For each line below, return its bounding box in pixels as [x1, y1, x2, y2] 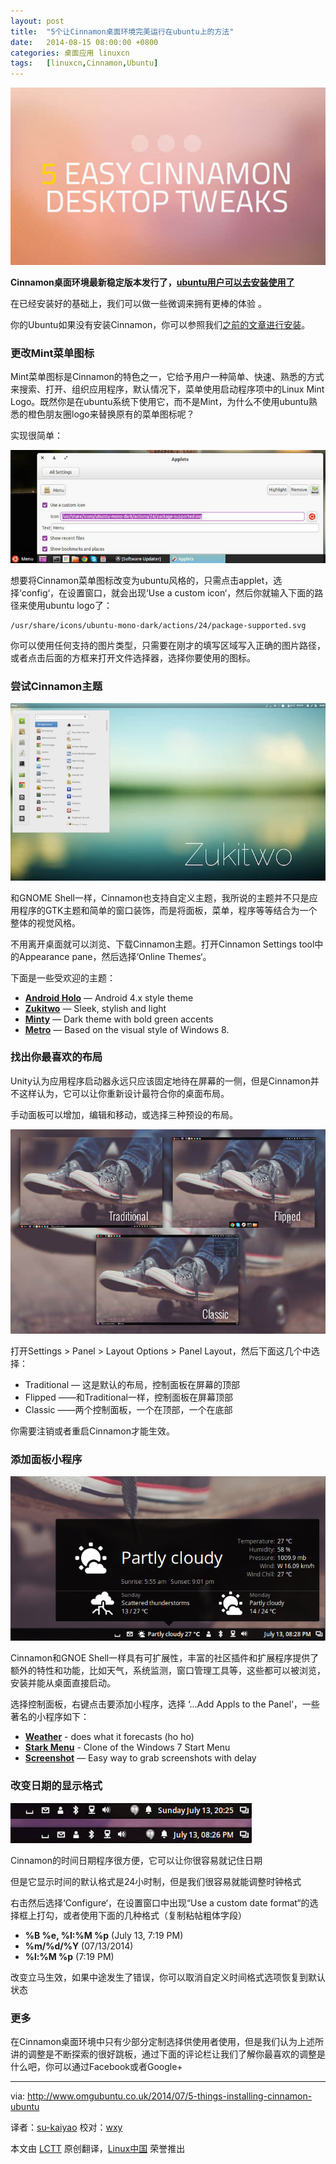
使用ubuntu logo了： [27, 599, 113, 611]
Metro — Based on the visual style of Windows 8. [24, 1023, 230, 1035]
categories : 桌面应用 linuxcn [10, 48, 130, 58]
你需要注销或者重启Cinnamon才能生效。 [10, 1425, 175, 1437]
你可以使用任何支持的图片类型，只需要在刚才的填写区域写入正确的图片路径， [10, 639, 326, 651]
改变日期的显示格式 [10, 1779, 103, 1793]
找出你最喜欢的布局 [10, 1050, 103, 1064]
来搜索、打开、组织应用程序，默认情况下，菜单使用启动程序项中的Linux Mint [10, 383, 325, 395]
